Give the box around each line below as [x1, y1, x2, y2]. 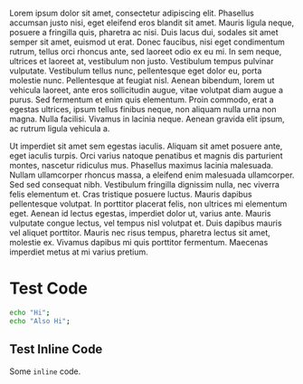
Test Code [9, 278, 88, 299]
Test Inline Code [9, 341, 103, 357]
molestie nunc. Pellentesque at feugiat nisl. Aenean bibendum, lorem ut [9, 75, 275, 85]
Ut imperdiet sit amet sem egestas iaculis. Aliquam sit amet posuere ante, [9, 140, 283, 151]
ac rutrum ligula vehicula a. [9, 123, 110, 134]
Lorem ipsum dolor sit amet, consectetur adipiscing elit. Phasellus [9, 8, 255, 18]
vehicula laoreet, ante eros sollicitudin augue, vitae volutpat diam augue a [9, 85, 283, 95]
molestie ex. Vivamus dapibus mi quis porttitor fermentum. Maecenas [9, 237, 269, 247]
